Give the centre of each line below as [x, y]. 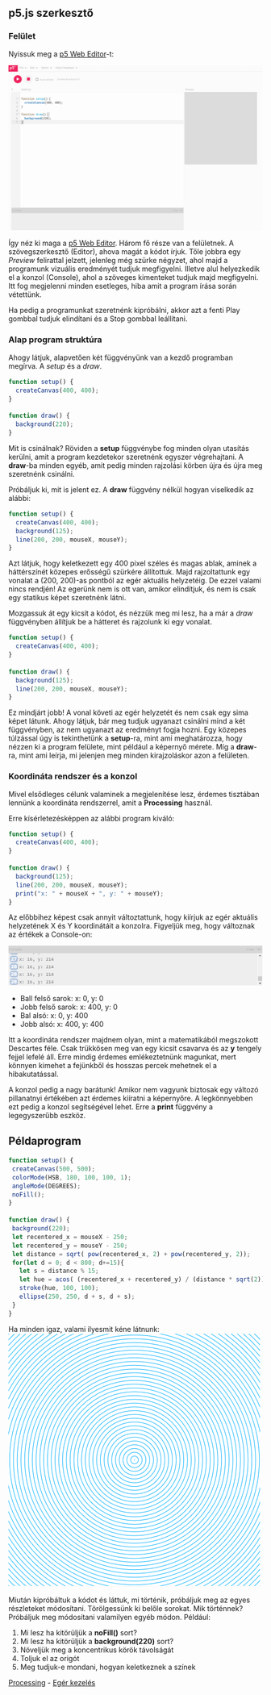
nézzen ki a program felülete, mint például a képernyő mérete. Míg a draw [131, 747]
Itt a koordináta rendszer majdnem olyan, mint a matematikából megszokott [133, 1040]
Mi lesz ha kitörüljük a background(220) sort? [97, 1641]
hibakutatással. [33, 1074]
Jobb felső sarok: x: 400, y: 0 [69, 1007]
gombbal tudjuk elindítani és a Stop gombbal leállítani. [98, 319]
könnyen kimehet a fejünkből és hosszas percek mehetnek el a [113, 1066]
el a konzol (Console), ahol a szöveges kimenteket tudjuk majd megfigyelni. [133, 278]
